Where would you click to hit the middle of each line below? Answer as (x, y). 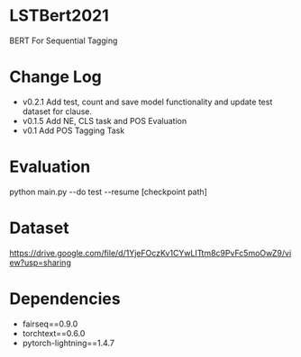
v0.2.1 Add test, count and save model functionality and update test (147, 102)
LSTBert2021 (59, 16)
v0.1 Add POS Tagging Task (73, 130)
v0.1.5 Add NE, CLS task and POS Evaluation (105, 120)
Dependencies (65, 299)
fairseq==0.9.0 (50, 324)
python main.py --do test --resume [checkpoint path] (108, 192)
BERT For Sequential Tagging (64, 40)
